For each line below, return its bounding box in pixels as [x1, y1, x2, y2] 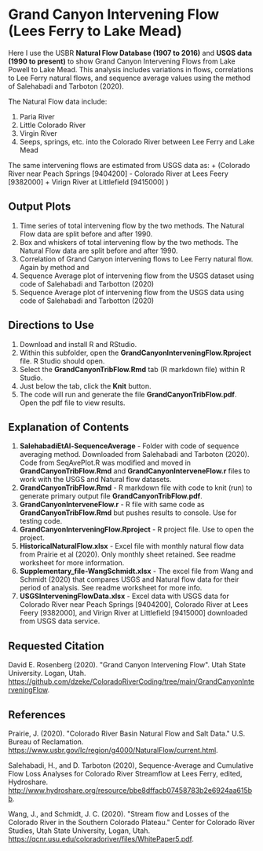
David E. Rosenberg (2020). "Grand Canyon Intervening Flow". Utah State [8, 660, 246, 670]
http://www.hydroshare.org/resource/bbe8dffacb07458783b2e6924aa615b [8, 786, 253, 794]
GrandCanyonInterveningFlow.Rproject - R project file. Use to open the [19, 524, 254, 535]
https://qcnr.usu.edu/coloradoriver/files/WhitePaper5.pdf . [8, 835, 195, 843]
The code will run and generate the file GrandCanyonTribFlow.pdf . [19, 389, 237, 399]
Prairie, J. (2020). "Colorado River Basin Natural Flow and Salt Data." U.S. [8, 729, 246, 738]
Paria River [19, 111, 55, 121]
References [8, 708, 66, 721]
